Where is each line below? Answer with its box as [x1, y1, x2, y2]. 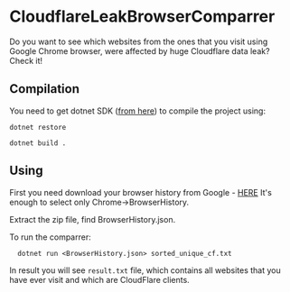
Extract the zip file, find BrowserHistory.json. [9, 214, 176, 224]
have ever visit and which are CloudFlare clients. [9, 274, 190, 285]
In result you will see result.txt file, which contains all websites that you [9, 264, 282, 276]
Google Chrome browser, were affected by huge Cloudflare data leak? [9, 45, 270, 56]
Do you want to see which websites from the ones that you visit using [9, 36, 268, 47]
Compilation [9, 81, 80, 96]
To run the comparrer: [9, 232, 92, 242]
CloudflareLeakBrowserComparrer [9, 6, 276, 27]
